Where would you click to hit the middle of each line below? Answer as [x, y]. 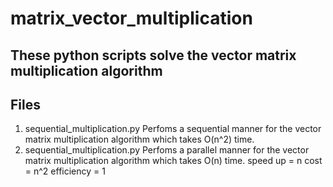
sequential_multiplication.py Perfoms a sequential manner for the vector [173, 129]
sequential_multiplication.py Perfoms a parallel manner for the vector [167, 150]
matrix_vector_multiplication [131, 18]
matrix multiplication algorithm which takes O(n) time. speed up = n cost [173, 161]
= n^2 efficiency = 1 [65, 171]
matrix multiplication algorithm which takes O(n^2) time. [139, 139]
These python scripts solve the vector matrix [153, 55]
